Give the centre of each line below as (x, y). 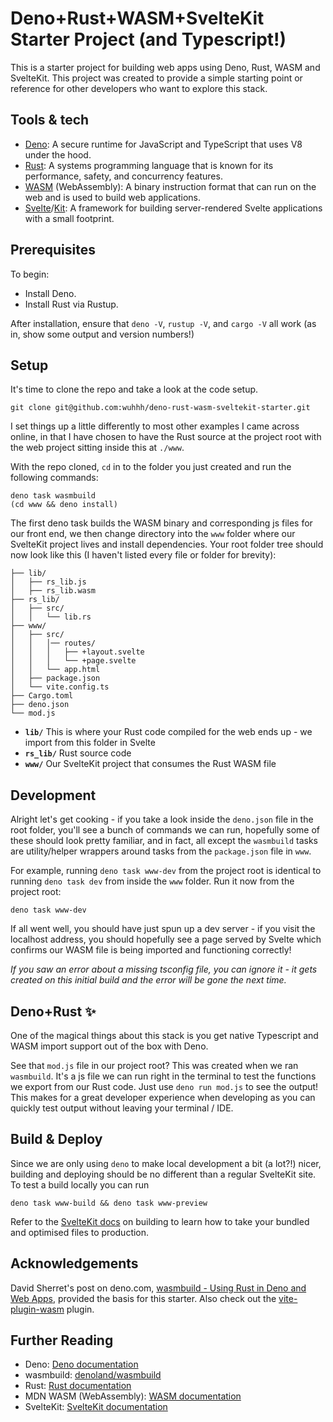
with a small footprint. (69, 218)
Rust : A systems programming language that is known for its (149, 165)
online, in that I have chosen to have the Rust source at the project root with (166, 437)
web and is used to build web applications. (113, 197)
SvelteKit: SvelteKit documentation (96, 1407)
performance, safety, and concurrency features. (123, 176)
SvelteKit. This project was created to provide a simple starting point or (156, 78)
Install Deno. (50, 293)
